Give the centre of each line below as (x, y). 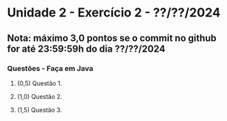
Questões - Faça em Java (50, 68)
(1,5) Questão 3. (39, 110)
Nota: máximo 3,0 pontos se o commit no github (112, 38)
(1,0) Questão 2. (40, 96)
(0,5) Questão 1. (39, 83)
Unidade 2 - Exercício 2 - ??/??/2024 (114, 13)
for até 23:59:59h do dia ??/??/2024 (86, 48)
